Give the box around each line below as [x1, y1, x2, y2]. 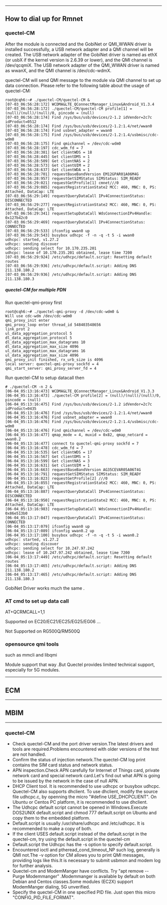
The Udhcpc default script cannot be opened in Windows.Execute [12, 804, 148, 811]
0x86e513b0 [5, 511, 28, 516]
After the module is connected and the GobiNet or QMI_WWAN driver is [5, 41, 152, 47]
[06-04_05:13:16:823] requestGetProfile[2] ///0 [5, 476, 108, 481]
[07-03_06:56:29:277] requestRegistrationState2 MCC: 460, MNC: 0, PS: [5, 202, 157, 207]
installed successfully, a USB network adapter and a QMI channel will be [5, 46, 154, 52]
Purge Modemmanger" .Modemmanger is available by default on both [12, 874, 156, 880]
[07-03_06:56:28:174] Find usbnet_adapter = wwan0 [5, 128, 112, 133]
